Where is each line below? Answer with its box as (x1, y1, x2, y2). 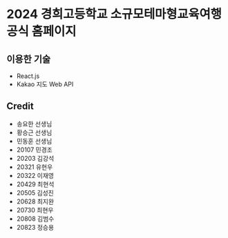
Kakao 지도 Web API (16, 80, 74, 88)
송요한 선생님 (16, 119, 53, 128)
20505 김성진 (16, 188, 55, 197)
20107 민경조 (16, 146, 53, 154)
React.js (16, 72, 40, 80)
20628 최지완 (16, 197, 55, 206)
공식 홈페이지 (6, 23, 77, 39)
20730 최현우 (16, 206, 54, 214)
